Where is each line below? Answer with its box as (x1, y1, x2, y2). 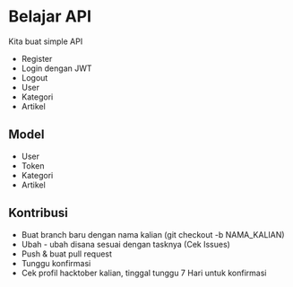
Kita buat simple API (8, 36, 83, 47)
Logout (21, 72, 48, 83)
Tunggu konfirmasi (21, 257, 91, 268)
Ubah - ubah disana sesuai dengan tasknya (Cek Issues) (21, 239, 230, 249)
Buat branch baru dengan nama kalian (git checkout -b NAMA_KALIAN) (21, 229, 285, 239)
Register (21, 53, 53, 64)
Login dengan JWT (21, 63, 92, 74)
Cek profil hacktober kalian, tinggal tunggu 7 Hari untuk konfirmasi (21, 267, 267, 278)
